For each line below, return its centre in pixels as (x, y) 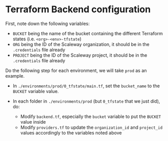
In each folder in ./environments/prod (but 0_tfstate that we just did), (86, 101)
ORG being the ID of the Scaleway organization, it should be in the (81, 44)
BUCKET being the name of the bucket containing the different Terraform (88, 33)
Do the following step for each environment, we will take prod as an (76, 70)
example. (15, 76)
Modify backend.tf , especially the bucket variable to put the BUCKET (91, 116)
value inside (33, 122)
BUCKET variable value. (36, 91)
